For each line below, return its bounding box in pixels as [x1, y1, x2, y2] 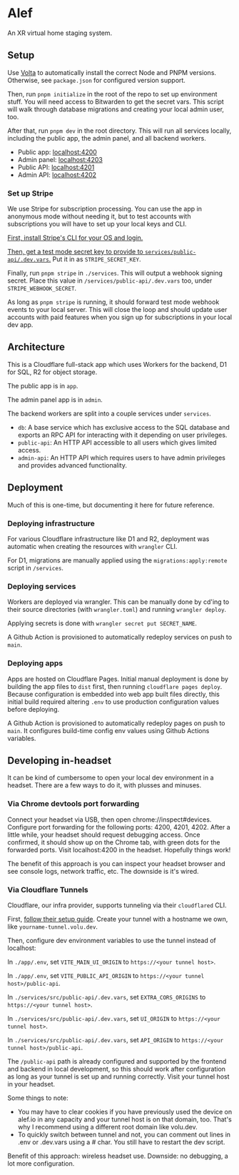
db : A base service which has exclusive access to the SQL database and [17, 423, 230, 431]
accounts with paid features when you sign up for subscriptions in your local [7, 313, 233, 322]
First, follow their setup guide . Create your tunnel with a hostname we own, [7, 914, 228, 923]
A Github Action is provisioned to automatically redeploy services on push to [7, 633, 233, 642]
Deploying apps [7, 658, 63, 668]
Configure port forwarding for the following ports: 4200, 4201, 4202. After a [7, 822, 230, 831]
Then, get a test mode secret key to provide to [7, 248, 144, 256]
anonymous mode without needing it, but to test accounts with [7, 212, 191, 221]
